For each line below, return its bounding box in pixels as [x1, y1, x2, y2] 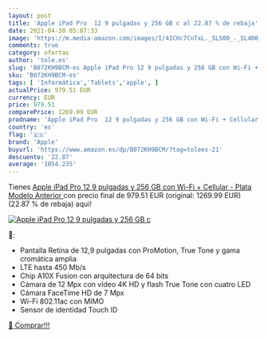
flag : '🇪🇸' [8, 130, 48, 138]
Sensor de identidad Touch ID [19, 305, 118, 315]
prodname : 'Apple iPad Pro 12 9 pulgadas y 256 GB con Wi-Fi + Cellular [8, 116, 259, 124]
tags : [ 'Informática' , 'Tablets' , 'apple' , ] [8, 78, 159, 86]
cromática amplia [19, 254, 77, 264]
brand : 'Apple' [8, 137, 59, 146]
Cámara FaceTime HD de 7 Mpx [19, 288, 125, 298]
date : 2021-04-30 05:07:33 [8, 26, 98, 34]
